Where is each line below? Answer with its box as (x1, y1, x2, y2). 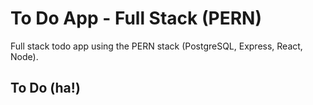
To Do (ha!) (10, 80, 81, 97)
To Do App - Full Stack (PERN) (10, 7, 262, 30)
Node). (10, 50, 39, 62)
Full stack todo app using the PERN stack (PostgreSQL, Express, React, (10, 40, 303, 52)
